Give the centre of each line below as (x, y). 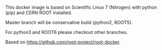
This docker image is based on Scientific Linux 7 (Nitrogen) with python (81, 7)
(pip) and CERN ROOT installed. (39, 13)
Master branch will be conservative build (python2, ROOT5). (69, 22)
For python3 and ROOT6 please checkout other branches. (67, 32)
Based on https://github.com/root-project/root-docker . (63, 42)
